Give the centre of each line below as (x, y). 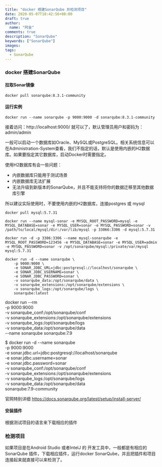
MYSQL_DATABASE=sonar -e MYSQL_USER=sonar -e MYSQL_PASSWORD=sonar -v (78, 225)
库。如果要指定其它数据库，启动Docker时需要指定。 (57, 154)
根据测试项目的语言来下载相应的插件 (41, 422)
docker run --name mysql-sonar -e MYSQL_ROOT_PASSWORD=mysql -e (71, 221)
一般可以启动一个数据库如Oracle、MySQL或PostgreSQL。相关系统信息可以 (80, 142)
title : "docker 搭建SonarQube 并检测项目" (46, 9)
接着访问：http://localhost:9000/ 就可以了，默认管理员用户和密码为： (74, 127)
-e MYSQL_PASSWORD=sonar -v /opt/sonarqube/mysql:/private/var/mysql (77, 247)
